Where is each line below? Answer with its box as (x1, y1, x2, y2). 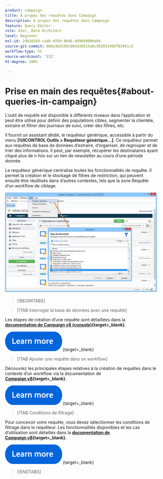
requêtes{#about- (80, 86, 154, 97)
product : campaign (5, 8, 42, 13)
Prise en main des (5, 86, 79, 97)
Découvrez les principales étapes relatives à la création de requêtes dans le (5, 365, 157, 371)
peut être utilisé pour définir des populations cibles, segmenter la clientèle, (5, 117, 154, 124)
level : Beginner (5, 34, 38, 38)
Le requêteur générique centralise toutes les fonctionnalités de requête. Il (5, 167, 152, 173)
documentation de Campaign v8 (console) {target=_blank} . (5, 322, 126, 328)
